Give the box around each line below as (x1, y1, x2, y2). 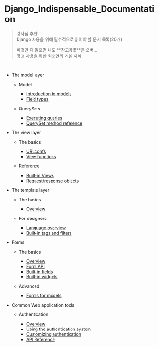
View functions (26, 153, 56, 159)
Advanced (18, 283, 40, 289)
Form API (26, 263, 45, 269)
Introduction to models (26, 91, 71, 97)
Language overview (26, 225, 66, 231)
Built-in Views (26, 172, 54, 178)
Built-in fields (26, 269, 53, 274)
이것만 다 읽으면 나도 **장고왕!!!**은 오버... (16, 47, 98, 53)
